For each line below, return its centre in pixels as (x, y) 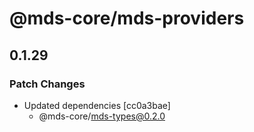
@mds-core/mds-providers (127, 18)
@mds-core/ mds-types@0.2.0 (102, 116)
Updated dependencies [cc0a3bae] (97, 105)
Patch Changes (47, 84)
